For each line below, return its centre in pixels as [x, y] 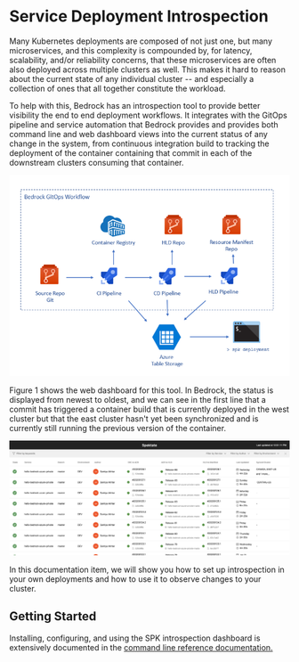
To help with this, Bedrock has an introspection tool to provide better [135, 105]
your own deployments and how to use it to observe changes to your [135, 579]
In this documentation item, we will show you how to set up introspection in [147, 569]
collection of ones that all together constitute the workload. [117, 88]
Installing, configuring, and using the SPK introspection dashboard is [135, 638]
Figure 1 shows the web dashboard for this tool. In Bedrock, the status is [141, 390]
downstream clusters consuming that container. [97, 162]
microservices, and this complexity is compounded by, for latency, [131, 50]
